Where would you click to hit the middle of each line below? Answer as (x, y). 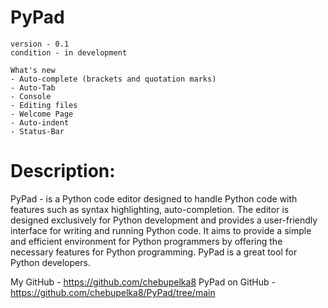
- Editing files (44, 105)
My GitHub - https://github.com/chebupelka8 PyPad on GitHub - (143, 282)
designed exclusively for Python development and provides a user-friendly (164, 220)
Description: (63, 171)
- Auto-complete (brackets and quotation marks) (113, 79)
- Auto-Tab (33, 87)
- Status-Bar (37, 131)
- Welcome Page (42, 114)
